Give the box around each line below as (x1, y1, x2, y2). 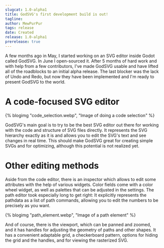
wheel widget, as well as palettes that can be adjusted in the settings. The (5, 186, 154, 192)
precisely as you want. (5, 202, 50, 208)
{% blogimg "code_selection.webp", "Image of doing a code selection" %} (5, 112, 155, 118)
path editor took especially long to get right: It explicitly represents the (5, 192, 147, 198)
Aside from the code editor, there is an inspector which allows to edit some (5, 176, 156, 182)
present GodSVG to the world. (5, 79, 66, 85)
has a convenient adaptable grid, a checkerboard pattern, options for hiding (5, 232, 158, 238)
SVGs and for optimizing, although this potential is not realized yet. (5, 143, 140, 149)
